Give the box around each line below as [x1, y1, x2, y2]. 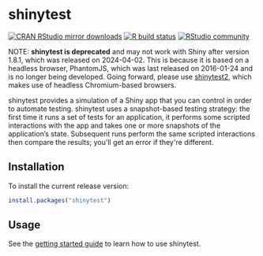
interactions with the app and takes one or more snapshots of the [8, 121, 221, 130]
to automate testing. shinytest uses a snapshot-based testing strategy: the [8, 104, 250, 113]
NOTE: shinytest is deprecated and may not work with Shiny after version [8, 46, 250, 56]
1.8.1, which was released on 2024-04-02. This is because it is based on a [8, 55, 250, 65]
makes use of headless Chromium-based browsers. [8, 80, 177, 90]
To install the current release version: [8, 181, 130, 191]
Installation [8, 160, 65, 174]
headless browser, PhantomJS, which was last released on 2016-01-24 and [8, 63, 254, 72]
